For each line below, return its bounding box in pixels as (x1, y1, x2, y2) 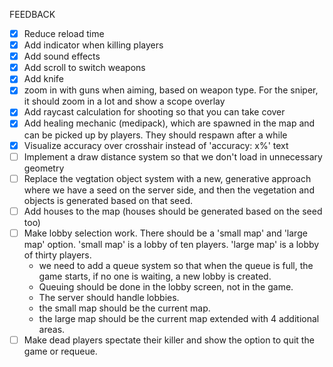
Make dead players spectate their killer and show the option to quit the (23, 334, 315, 346)
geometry (23, 162, 65, 174)
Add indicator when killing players (23, 39, 164, 51)
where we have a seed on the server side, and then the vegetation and (23, 184, 315, 196)
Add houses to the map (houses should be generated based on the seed (23, 205, 323, 217)
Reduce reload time (23, 28, 105, 39)
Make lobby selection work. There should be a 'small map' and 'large (23, 227, 308, 239)
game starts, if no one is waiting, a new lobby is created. (38, 270, 272, 282)
